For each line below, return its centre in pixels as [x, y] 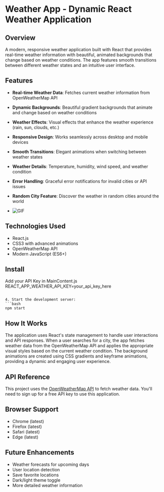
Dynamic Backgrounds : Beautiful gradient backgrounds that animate [82, 107]
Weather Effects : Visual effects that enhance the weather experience [83, 122]
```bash [13, 304]
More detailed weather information [47, 485]
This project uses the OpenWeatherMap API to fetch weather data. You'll [79, 389]
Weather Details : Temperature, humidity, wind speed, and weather [80, 166]
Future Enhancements [40, 452]
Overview [20, 38]
